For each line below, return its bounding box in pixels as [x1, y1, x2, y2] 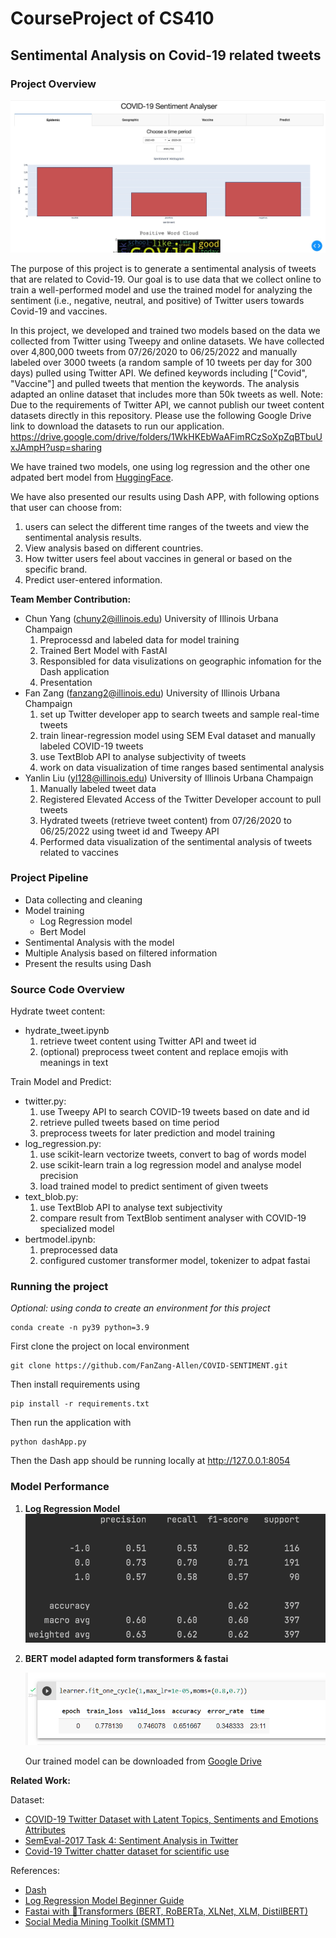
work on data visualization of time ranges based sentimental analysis [39, 761, 325, 773]
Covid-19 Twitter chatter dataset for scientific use [24, 1845, 230, 1857]
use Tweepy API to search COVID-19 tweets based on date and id [39, 1106, 310, 1118]
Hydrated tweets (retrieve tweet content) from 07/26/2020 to [39, 814, 292, 826]
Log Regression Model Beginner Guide [24, 1895, 185, 1907]
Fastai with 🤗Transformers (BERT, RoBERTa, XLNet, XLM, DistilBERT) [24, 1905, 308, 1917]
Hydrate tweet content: [10, 1005, 106, 1017]
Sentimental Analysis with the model [24, 936, 175, 948]
